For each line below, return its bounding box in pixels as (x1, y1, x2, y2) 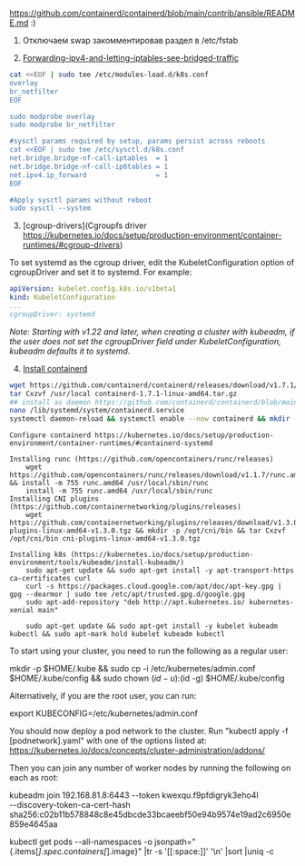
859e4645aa (9, 819, 58, 830)
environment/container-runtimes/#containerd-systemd (9, 439, 213, 448)
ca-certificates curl (9, 574, 92, 583)
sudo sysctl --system (9, 204, 92, 213)
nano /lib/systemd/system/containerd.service (9, 406, 184, 415)
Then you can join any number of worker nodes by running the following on (9, 762, 291, 773)
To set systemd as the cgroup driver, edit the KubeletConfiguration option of (9, 257, 295, 268)
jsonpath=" (153, 836, 197, 848)
